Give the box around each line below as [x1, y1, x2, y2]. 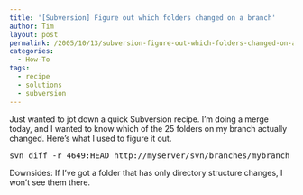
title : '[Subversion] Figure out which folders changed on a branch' [9, 13, 277, 23]
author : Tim [9, 22, 54, 31]
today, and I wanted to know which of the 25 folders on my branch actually [9, 123, 288, 134]
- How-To [17, 55, 50, 64]
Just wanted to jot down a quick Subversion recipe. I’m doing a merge [9, 114, 269, 125]
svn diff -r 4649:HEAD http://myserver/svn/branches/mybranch [9, 150, 290, 161]
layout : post [9, 30, 59, 39]
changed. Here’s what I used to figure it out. [9, 133, 172, 144]
